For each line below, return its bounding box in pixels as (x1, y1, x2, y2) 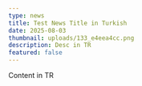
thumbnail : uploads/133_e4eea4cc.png (8, 33, 135, 42)
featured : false (8, 49, 63, 57)
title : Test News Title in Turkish (8, 19, 128, 27)
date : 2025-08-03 (8, 26, 67, 34)
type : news (8, 11, 45, 20)
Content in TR (8, 71, 54, 80)
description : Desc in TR (8, 41, 91, 49)
